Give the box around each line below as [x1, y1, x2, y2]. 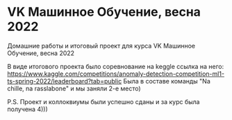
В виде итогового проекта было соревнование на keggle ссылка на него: [7, 62, 224, 70]
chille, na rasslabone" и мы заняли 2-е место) [7, 84, 141, 92]
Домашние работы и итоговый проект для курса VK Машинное [7, 41, 196, 50]
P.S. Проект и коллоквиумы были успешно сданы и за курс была [7, 97, 200, 106]
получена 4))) [7, 105, 48, 113]
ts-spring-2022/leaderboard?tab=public [7, 77, 122, 85]
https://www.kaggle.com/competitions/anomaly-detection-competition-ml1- [7, 70, 224, 78]
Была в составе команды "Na [123, 77, 210, 85]
